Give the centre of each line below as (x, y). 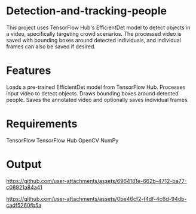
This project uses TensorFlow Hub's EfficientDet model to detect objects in (98, 27)
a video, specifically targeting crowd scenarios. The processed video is (94, 33)
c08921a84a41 (24, 187)
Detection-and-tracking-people (87, 11)
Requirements (42, 124)
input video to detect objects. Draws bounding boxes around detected (92, 93)
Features (29, 71)
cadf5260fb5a (24, 205)
